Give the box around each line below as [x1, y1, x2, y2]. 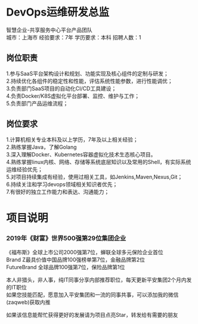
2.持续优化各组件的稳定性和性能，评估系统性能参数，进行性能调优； [6, 77, 173, 84]
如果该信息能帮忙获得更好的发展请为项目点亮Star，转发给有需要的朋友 [6, 311, 178, 319]
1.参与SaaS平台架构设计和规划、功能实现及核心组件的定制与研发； [6, 70, 169, 77]
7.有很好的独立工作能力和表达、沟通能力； [6, 188, 110, 195]
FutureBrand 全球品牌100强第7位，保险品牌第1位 [6, 264, 125, 271]
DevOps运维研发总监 [6, 5, 110, 19]
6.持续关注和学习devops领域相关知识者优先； [6, 180, 118, 188]
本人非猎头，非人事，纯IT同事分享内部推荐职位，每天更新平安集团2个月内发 [6, 276, 192, 283]
